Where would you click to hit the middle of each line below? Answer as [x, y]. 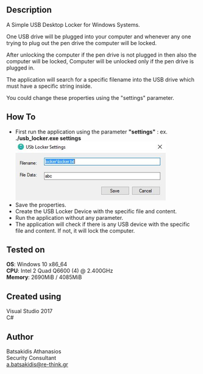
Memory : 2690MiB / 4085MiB [44, 277]
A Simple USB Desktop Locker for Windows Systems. [73, 24]
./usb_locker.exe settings [48, 138]
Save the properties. [41, 205]
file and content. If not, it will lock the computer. [75, 230]
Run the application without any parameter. [69, 217]
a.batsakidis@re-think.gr [37, 364]
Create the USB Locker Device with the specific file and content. [96, 211]
